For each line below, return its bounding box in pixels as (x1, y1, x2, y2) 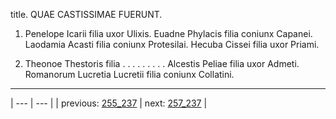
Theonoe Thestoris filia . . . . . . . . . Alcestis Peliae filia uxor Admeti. (24, 58, 300, 69)
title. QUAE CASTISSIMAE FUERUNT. (10, 9, 163, 20)
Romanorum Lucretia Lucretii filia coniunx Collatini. (24, 69, 235, 80)
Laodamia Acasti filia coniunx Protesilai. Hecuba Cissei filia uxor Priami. (24, 39, 320, 50)
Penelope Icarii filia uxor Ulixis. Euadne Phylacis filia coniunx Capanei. (24, 28, 313, 39)
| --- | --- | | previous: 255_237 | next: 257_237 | (10, 97, 208, 109)
